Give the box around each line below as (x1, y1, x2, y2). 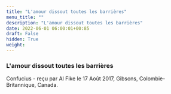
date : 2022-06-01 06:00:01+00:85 (6, 25, 90, 32)
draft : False (6, 31, 39, 37)
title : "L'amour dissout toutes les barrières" (6, 8, 127, 15)
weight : (6, 42, 26, 48)
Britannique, (6, 82, 36, 89)
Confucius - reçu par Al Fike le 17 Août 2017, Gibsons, (6, 75, 139, 82)
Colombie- (139, 75, 166, 82)
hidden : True (6, 36, 39, 42)
